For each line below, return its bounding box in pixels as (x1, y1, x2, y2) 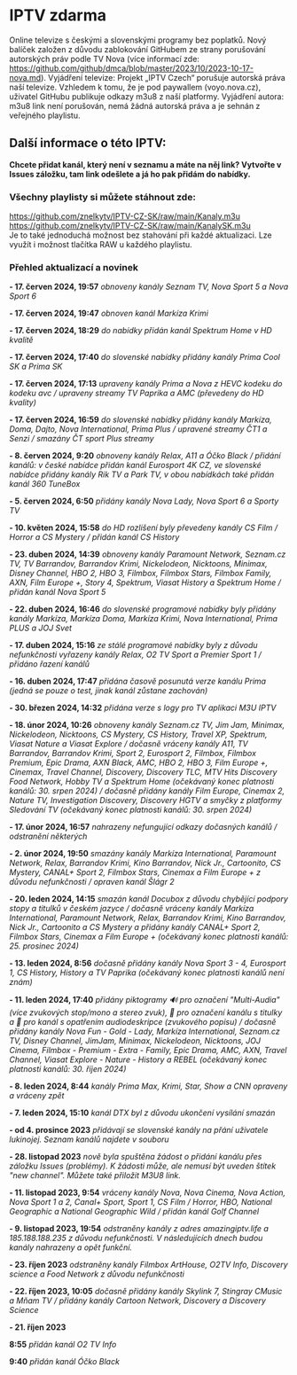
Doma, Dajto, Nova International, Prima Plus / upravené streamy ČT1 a (9, 424, 268, 434)
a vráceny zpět (9, 1090, 65, 1101)
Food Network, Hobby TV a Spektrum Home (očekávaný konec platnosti (9, 777, 275, 787)
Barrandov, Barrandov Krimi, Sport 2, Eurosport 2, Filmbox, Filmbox (9, 748, 257, 759)
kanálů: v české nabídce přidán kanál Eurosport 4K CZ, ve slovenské (9, 460, 262, 471)
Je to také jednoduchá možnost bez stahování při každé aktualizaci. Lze (9, 230, 272, 240)
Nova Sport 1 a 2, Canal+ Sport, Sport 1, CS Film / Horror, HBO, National (9, 1197, 273, 1207)
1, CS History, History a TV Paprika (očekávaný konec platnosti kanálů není (9, 967, 285, 978)
